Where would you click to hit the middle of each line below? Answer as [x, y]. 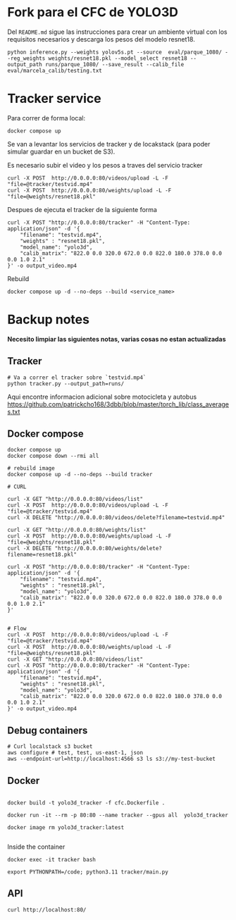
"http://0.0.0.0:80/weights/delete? [108, 549]
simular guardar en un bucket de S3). [61, 151]
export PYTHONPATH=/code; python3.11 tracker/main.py [88, 872]
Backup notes [49, 319]
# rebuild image [31, 468]
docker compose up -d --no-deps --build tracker [80, 475]
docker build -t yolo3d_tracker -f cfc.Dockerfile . [86, 803]
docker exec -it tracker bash [52, 860]
